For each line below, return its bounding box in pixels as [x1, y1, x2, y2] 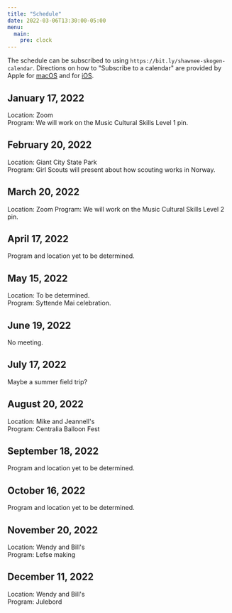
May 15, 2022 [7, 272, 68, 284]
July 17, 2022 [7, 359, 67, 371]
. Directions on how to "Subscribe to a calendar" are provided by [33, 64, 222, 72]
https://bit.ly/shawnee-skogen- [130, 58, 226, 65]
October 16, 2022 [7, 484, 86, 497]
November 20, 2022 [7, 524, 98, 536]
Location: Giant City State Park [7, 158, 97, 166]
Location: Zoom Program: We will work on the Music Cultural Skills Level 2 [7, 205, 225, 213]
